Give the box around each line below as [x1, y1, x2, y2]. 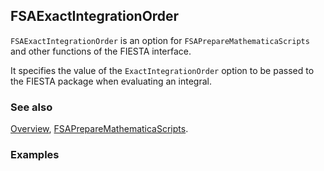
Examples [10, 148, 60, 162]
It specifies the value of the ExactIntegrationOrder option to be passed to [10, 64, 315, 76]
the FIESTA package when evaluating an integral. [10, 75, 212, 87]
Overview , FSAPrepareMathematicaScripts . [10, 123, 189, 135]
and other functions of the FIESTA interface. [10, 45, 192, 57]
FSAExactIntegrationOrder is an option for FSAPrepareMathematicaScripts [10, 34, 310, 46]
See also [10, 100, 53, 114]
